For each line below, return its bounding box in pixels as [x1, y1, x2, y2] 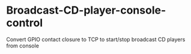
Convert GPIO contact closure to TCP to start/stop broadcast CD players [6, 36, 186, 43]
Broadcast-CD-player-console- [6, 4, 166, 17]
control [6, 16, 43, 30]
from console [6, 42, 39, 49]
